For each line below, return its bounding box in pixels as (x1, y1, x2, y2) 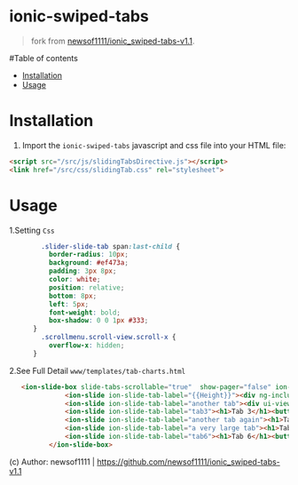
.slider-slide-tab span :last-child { (41, 242, 180, 250)
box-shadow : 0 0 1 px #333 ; (48, 316, 149, 325)
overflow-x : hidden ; (48, 341, 125, 350)
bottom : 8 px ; (48, 291, 98, 300)
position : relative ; (48, 282, 125, 292)
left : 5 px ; (48, 299, 90, 308)
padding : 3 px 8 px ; (48, 266, 117, 276)
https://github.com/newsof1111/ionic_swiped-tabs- (97, 456, 281, 467)
